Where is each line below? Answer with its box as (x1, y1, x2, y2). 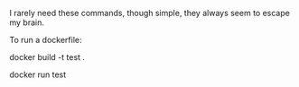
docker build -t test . (9, 52, 86, 62)
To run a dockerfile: (9, 35, 82, 45)
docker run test (9, 69, 67, 80)
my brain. (9, 17, 45, 28)
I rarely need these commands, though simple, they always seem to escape (9, 8, 291, 18)
